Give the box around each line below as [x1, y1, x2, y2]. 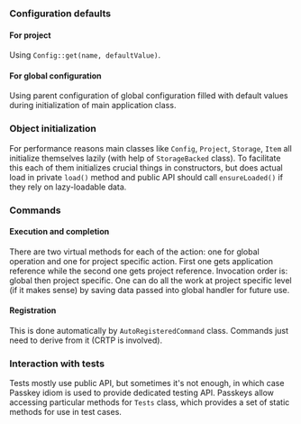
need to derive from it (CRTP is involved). [9, 335, 163, 346]
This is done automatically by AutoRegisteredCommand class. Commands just [9, 325, 289, 336]
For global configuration [9, 70, 102, 81]
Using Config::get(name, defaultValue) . [9, 50, 160, 60]
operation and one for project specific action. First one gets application [9, 255, 273, 266]
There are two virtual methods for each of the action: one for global [9, 246, 260, 257]
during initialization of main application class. [9, 100, 177, 111]
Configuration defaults [9, 7, 112, 20]
